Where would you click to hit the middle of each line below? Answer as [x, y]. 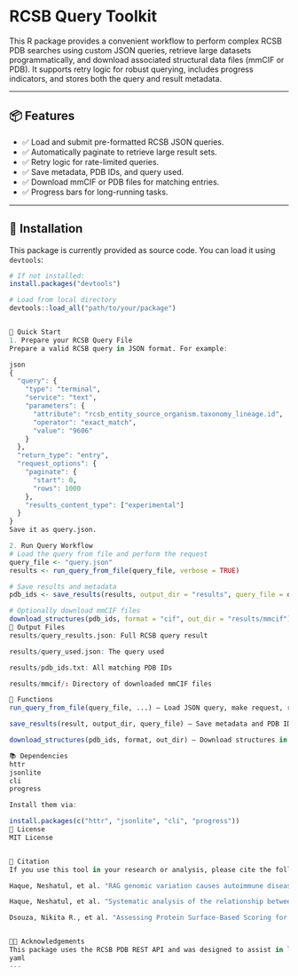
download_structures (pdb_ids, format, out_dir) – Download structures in [149, 740]
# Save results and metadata [63, 587]
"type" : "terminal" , [63, 389]
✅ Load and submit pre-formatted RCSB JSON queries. [123, 142]
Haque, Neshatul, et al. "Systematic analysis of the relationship [137, 902]
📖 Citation [29, 861]
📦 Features [42, 116]
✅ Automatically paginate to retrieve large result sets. [119, 152]
